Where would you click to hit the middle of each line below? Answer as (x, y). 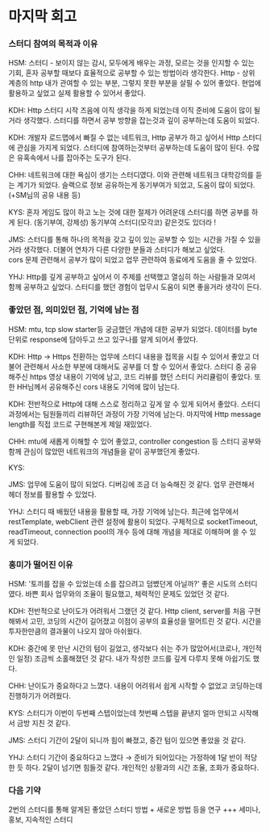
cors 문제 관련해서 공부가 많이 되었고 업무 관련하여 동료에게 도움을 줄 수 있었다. (133, 260)
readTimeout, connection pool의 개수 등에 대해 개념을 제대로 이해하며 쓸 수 (128, 532)
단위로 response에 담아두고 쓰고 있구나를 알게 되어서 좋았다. (104, 339)
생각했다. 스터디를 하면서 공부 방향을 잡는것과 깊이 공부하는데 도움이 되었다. (141, 120)
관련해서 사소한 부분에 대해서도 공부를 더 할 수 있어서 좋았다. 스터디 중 (133, 366)
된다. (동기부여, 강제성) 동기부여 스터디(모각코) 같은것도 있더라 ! (116, 222)
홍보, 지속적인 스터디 (41, 820)
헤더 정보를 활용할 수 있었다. (52, 494)
